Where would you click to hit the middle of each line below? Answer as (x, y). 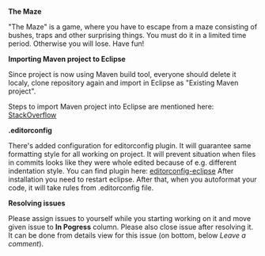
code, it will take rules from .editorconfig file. (81, 188)
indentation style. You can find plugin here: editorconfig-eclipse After (121, 171)
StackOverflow (32, 115)
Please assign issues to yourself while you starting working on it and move (130, 218)
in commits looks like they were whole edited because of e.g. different (123, 162)
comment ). (26, 244)
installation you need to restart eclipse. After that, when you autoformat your (132, 179)
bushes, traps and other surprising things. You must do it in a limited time (127, 35)
